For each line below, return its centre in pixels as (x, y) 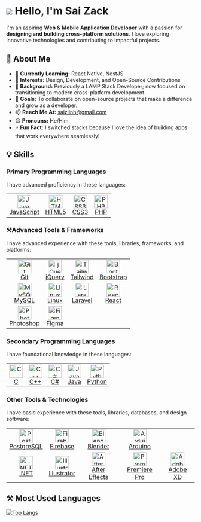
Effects (99, 477)
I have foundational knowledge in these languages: (69, 355)
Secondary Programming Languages (61, 341)
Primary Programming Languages (56, 172)
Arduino (140, 447)
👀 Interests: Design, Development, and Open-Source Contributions (98, 80)
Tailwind (82, 277)
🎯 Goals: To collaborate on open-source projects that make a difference (103, 99)
